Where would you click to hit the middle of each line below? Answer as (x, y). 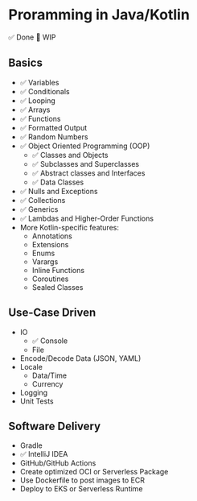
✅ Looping (38, 100)
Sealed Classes (57, 287)
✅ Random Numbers (54, 137)
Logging (34, 392)
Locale (31, 366)
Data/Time (49, 375)
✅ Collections (43, 200)
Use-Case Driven (52, 313)
